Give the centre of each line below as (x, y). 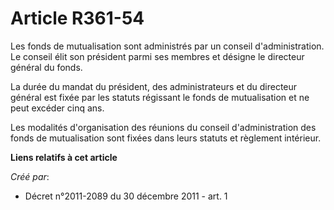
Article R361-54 (77, 18)
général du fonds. (46, 67)
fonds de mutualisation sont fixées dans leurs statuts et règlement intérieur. (166, 138)
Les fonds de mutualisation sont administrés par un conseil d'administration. (167, 46)
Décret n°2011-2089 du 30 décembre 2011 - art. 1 (126, 196)
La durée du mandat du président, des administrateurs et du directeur (154, 86)
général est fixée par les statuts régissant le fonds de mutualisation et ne (160, 97)
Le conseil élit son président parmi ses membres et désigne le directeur (157, 56)
